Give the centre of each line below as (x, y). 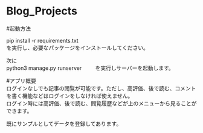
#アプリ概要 (21, 81)
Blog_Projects (42, 11)
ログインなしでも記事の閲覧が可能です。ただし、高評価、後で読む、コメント (101, 88)
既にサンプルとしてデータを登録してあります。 (64, 123)
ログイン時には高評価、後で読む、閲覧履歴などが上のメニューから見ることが (101, 103)
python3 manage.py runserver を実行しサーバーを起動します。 (90, 68)
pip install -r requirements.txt (42, 40)
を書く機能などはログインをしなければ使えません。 (70, 96)
